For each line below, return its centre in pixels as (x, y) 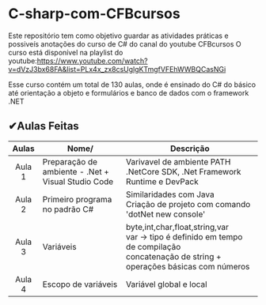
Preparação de (70, 161)
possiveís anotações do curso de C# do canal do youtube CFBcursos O (125, 43)
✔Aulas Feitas (44, 126)
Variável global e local (166, 284)
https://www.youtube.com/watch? (92, 61)
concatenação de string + (173, 256)
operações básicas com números (188, 266)
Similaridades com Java (170, 194)
